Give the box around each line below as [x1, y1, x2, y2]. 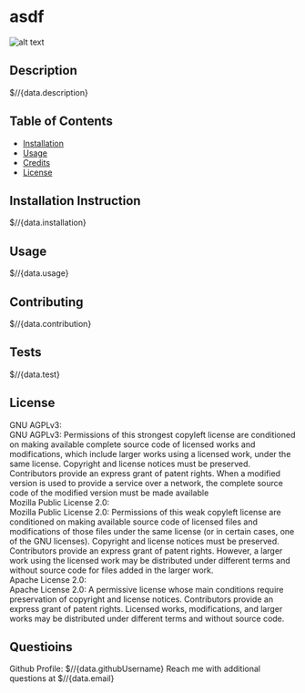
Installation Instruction [9, 193, 141, 209]
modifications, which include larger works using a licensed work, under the [9, 448, 291, 459]
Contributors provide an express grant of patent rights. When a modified [9, 467, 280, 479]
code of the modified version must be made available [9, 487, 209, 498]
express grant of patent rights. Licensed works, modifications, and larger [9, 603, 283, 614]
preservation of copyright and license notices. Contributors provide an [9, 594, 274, 605]
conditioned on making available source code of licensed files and [9, 516, 258, 527]
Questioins [9, 639, 73, 655]
